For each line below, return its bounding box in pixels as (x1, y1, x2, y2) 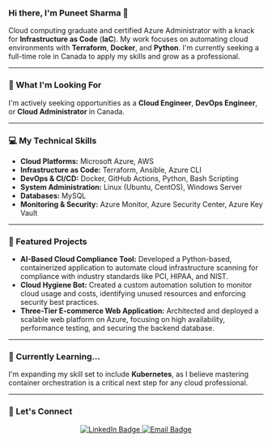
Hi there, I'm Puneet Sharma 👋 (8, 7, 129, 19)
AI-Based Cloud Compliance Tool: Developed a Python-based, (19, 255, 232, 264)
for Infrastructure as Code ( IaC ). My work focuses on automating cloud (8, 34, 249, 44)
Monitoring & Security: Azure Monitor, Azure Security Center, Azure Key (19, 199, 263, 209)
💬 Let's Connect (8, 406, 73, 417)
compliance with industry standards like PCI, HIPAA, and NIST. (19, 272, 229, 281)
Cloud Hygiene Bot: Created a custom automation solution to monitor (19, 280, 253, 290)
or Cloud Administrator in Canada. (8, 106, 125, 116)
